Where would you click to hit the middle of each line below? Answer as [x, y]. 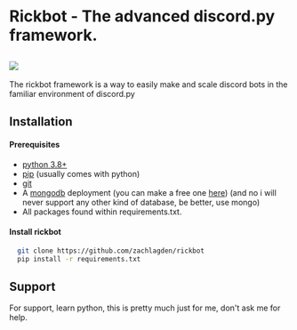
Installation [41, 122]
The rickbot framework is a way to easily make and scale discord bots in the [148, 85]
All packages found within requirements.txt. [102, 212]
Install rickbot [36, 232]
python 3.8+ [44, 164]
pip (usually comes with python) [81, 173]
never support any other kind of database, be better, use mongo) [141, 202]
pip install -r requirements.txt [79, 259]
